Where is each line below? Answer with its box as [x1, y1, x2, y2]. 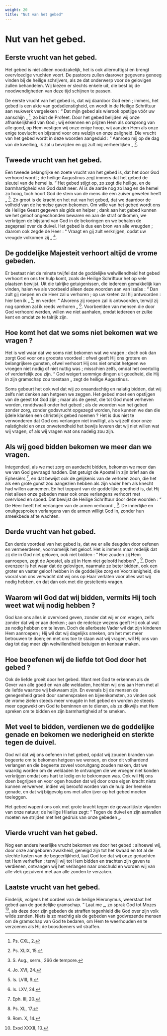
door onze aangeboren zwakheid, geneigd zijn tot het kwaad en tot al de [5, 847, 154, 853]
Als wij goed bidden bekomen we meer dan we [5, 443, 152, 451]
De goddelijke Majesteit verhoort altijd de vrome [5, 249, 158, 258]
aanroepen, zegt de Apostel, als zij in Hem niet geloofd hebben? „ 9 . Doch [5, 557, 156, 564]
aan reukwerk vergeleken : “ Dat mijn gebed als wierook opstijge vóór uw [5, 108, 155, 114]
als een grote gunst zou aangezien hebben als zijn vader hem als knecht [5, 480, 153, 487]
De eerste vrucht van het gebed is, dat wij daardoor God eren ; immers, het [5, 97, 159, 103]
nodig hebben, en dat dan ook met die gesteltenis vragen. [5, 579, 124, 585]
